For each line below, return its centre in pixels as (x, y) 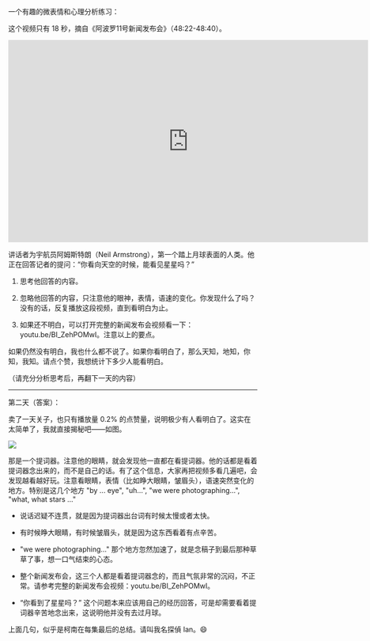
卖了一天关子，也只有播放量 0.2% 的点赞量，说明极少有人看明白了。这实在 (130, 419)
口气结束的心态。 (89, 559)
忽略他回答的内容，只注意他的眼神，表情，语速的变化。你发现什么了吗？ (137, 298)
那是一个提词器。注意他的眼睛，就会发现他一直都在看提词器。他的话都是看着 (133, 461)
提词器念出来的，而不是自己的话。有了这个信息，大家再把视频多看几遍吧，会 (133, 470)
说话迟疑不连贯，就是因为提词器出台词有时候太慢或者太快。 (117, 516)
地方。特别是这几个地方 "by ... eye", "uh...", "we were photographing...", (124, 490)
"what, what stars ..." (42, 499)
